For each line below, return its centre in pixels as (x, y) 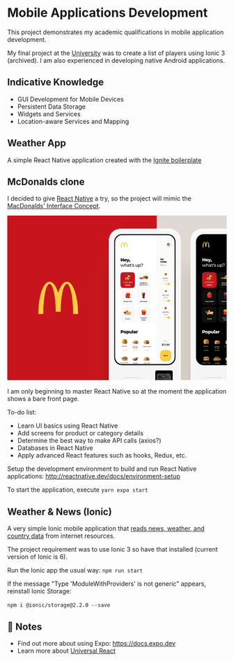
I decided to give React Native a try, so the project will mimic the (99, 199)
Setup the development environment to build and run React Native (102, 469)
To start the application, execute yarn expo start (78, 490)
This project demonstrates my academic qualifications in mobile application (116, 32)
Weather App (37, 143)
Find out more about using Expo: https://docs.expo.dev (96, 643)
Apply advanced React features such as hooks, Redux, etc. (102, 456)
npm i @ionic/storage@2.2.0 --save (59, 605)
